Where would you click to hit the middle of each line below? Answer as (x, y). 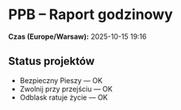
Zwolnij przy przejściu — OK (66, 89)
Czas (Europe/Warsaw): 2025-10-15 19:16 (77, 36)
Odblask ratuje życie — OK (64, 97)
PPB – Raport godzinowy (90, 15)
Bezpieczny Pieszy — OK (61, 80)
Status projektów (52, 61)
